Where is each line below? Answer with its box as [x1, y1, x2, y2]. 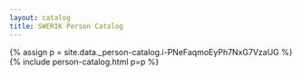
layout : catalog [9, 13, 71, 23]
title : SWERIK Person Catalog [9, 22, 124, 31]
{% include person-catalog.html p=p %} [9, 56, 160, 67]
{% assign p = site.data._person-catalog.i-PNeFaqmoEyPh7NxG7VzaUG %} [9, 46, 293, 57]
